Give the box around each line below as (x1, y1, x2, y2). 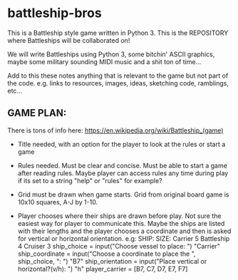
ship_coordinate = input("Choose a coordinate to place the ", (17, 249, 196, 258)
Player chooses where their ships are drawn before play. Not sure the (17, 212, 222, 220)
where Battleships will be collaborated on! (7, 36, 130, 44)
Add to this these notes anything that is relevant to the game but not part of (7, 71, 229, 80)
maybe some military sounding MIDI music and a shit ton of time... (7, 57, 202, 66)
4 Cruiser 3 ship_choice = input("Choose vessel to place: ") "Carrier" (17, 242, 221, 250)
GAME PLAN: (7, 107, 67, 119)
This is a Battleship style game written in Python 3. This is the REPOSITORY (7, 28, 229, 37)
